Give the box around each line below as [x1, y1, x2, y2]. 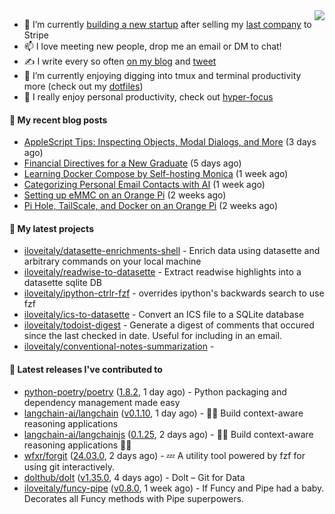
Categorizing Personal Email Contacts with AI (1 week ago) [23, 179, 266, 191]
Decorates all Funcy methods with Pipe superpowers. [23, 492, 244, 504]
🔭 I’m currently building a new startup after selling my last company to [23, 19, 312, 30]
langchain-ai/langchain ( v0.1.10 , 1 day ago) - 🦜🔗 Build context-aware [23, 407, 304, 419]
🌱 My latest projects [9, 222, 94, 234]
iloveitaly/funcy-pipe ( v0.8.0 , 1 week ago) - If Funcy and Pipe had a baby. [23, 482, 325, 494]
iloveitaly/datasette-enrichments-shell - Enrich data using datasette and [23, 245, 321, 257]
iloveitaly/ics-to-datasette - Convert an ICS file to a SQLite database [23, 309, 305, 321]
